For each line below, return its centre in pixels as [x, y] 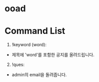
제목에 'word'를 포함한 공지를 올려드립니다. [53, 55]
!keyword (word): [29, 45]
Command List [35, 31]
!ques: [18, 65]
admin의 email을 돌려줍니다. [39, 75]
